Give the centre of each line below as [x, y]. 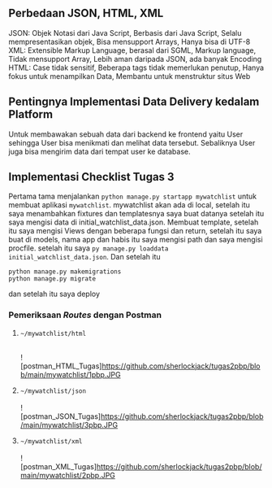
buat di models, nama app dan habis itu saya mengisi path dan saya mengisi [136, 240]
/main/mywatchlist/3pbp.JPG [69, 425]
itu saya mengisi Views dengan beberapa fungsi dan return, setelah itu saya [135, 231]
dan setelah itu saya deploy [54, 294]
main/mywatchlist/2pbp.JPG [68, 475]
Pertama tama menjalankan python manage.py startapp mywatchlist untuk [133, 196]
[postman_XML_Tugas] [58, 466]
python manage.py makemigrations [65, 272]
